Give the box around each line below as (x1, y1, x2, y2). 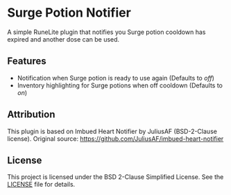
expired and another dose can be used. (7, 35, 120, 43)
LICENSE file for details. (7, 180, 76, 189)
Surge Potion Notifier (7, 5, 132, 21)
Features (7, 56, 46, 67)
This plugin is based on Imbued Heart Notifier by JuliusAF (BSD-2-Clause (7, 127, 217, 135)
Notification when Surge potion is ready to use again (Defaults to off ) (17, 74, 215, 82)
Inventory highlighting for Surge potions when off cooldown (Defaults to (17, 81, 223, 90)
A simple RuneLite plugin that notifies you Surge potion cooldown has (7, 28, 206, 36)
